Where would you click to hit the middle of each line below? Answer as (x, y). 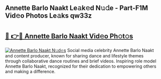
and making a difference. (30, 71)
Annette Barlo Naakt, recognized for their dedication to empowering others (81, 66)
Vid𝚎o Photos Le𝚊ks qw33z (49, 16)
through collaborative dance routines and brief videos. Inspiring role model (81, 61)
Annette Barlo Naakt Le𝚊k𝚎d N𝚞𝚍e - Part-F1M (77, 8)
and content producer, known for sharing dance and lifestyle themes (74, 56)
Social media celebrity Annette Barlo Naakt (110, 50)
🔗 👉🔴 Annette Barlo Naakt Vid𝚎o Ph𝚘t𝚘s (69, 36)
